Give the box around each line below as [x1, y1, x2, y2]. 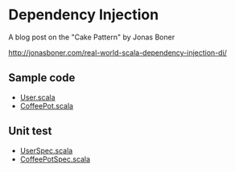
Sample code [8, 71, 76, 85]
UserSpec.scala [19, 145, 73, 155]
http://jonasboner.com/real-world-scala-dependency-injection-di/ [8, 47, 228, 57]
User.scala [19, 92, 56, 102]
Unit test [8, 125, 52, 138]
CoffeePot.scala [19, 100, 74, 110]
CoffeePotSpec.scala [19, 154, 91, 164]
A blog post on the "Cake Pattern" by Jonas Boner [8, 32, 175, 42]
